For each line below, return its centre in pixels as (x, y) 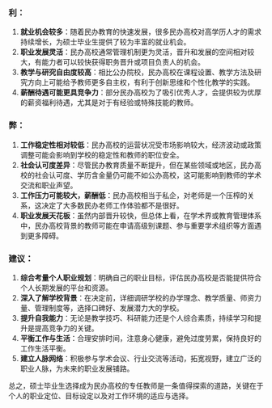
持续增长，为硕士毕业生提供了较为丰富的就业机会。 (105, 42)
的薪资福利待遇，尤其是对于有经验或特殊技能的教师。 (109, 103)
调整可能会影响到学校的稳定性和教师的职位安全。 (102, 154)
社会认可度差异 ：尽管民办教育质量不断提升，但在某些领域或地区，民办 (137, 165)
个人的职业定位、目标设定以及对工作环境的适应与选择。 (100, 395)
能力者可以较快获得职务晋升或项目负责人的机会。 (123, 62)
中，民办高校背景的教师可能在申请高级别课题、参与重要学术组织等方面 (137, 225)
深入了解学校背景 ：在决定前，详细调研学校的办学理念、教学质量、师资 (137, 297)
